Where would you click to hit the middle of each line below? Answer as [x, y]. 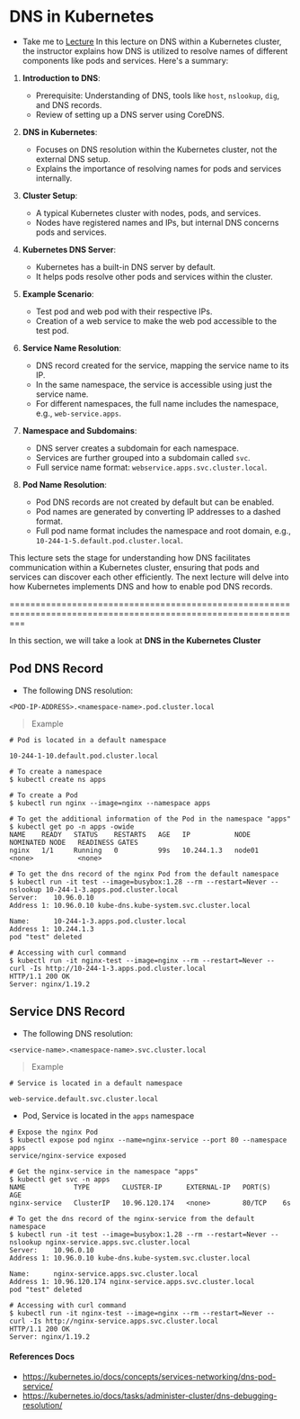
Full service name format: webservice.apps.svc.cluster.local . [151, 467]
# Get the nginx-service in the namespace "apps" [104, 1172]
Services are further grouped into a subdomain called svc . [143, 457]
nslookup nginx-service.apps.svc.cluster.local [100, 1242]
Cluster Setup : [50, 195]
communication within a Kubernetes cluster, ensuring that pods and [134, 567]
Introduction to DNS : [61, 77]
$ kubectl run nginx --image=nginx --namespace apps [110, 803]
